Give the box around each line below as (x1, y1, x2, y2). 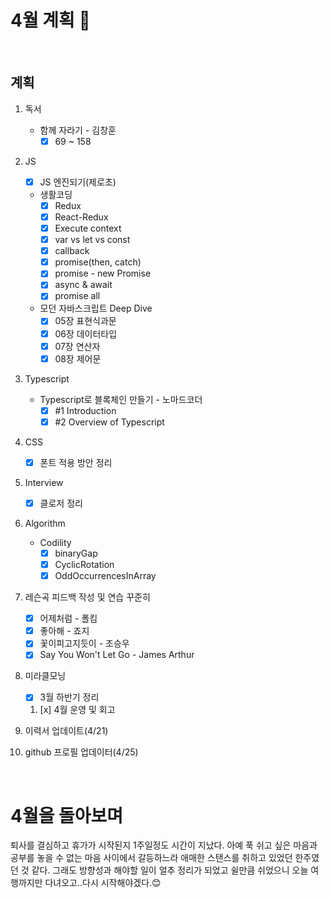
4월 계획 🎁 (10, 9, 91, 32)
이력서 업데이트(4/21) (24, 725, 109, 737)
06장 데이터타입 (54, 327, 118, 340)
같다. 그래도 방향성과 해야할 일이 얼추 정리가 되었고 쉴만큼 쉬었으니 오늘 (31, 864, 309, 876)
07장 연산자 (54, 340, 101, 352)
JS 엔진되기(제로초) (39, 176, 117, 188)
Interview (24, 476, 64, 488)
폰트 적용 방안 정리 (39, 456, 113, 468)
